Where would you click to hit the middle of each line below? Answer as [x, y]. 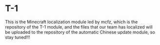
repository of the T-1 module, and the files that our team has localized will [79, 27]
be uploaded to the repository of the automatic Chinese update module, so [80, 32]
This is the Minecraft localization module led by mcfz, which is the [71, 22]
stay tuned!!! [18, 37]
